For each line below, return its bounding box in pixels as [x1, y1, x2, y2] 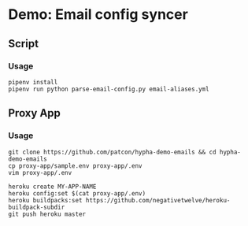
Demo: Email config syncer [8, 6, 189, 24]
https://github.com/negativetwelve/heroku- [85, 196, 231, 204]
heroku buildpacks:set [8, 196, 83, 204]
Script [8, 37, 39, 50]
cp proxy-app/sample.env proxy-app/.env [8, 161, 143, 170]
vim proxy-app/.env [8, 169, 72, 176]
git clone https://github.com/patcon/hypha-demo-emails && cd [8, 148, 217, 156]
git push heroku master [8, 210, 87, 218]
